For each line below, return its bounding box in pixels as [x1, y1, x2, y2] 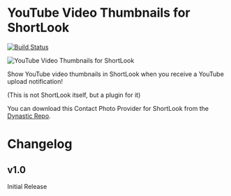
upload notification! [7, 77, 64, 85]
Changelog [7, 136, 73, 152]
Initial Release [7, 182, 47, 190]
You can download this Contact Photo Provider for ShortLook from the [7, 104, 209, 112]
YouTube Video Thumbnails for [7, 5, 191, 21]
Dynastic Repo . [7, 112, 51, 120]
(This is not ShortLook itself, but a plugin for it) [7, 91, 141, 99]
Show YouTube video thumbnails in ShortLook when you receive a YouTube [7, 70, 225, 78]
